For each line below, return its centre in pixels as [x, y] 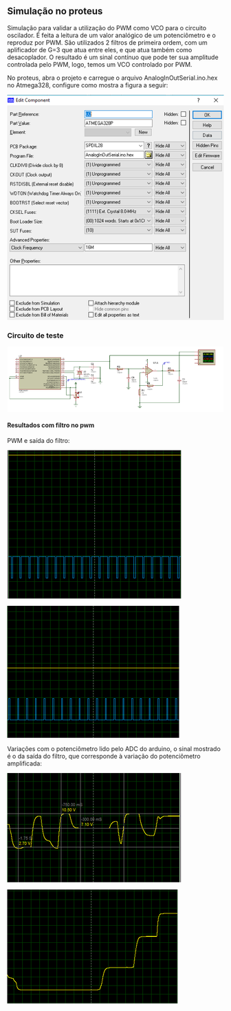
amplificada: [25, 763]
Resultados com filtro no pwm [51, 425]
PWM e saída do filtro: [38, 440]
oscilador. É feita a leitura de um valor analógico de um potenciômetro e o [112, 35]
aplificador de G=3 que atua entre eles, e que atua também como [100, 50]
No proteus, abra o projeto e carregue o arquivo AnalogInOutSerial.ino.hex [112, 78]
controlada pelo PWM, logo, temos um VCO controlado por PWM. [100, 64]
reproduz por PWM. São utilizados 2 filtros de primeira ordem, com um [107, 42]
